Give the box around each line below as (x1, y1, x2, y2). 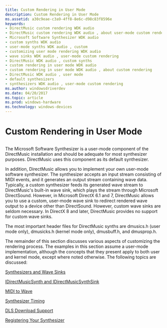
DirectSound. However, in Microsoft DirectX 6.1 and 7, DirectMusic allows (5, 192, 154, 198)
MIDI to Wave (5, 288, 33, 294)
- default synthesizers (5, 77, 55, 82)
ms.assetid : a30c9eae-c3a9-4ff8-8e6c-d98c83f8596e (5, 16, 112, 21)
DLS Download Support (5, 307, 54, 314)
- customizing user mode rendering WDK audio (5, 49, 101, 54)
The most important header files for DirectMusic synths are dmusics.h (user (5, 223, 161, 229)
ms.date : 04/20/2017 (5, 91, 48, 96)
